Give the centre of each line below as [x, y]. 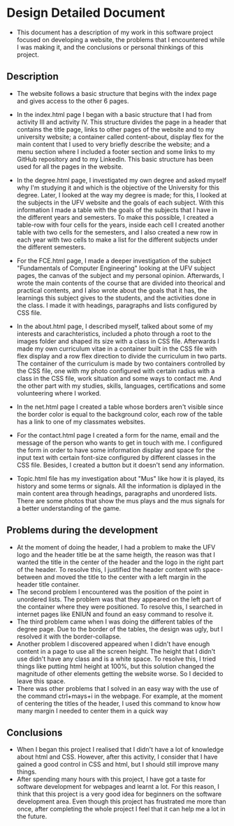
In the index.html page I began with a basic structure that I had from [114, 114]
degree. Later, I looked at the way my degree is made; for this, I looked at [122, 195]
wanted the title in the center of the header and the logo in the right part [120, 562]
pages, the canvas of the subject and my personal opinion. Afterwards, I [120, 275]
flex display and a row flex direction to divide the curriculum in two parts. [122, 356]
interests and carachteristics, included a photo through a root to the [114, 333]
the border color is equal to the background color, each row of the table [119, 414]
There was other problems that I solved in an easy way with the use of [118, 688]
